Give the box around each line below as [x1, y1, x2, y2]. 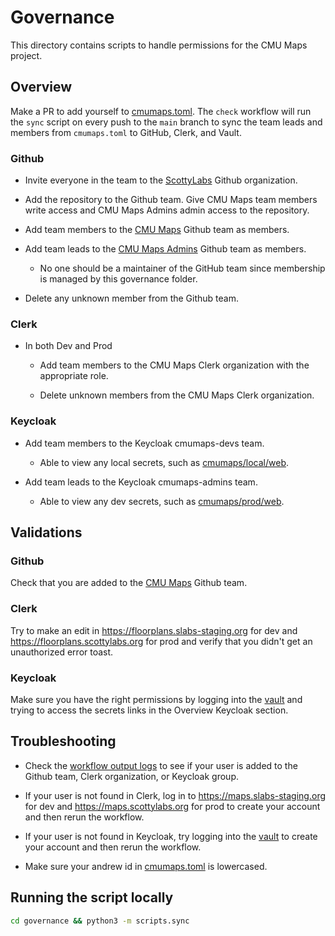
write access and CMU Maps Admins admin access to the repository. [24, 204, 310, 216]
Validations [10, 524, 83, 541]
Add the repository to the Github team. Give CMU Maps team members [24, 194, 318, 206]
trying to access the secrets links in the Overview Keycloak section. [10, 704, 289, 716]
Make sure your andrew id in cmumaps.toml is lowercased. [24, 860, 268, 872]
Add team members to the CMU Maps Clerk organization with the [39, 359, 310, 371]
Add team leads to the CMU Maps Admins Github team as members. [24, 243, 307, 255]
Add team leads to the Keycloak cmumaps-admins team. [24, 476, 258, 488]
